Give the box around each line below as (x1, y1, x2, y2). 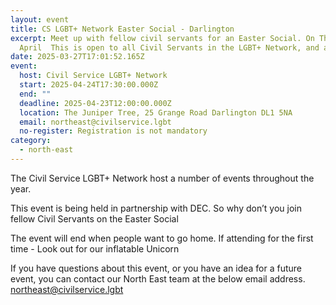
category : (10, 136, 52, 146)
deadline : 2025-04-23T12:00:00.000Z (19, 98, 172, 108)
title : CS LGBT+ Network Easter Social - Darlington (10, 24, 235, 34)
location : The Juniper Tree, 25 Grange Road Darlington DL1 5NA (19, 107, 293, 118)
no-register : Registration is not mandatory (19, 126, 208, 136)
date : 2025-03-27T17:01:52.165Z (10, 52, 145, 62)
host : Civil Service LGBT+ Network (19, 71, 168, 81)
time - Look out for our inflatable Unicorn (10, 242, 180, 255)
